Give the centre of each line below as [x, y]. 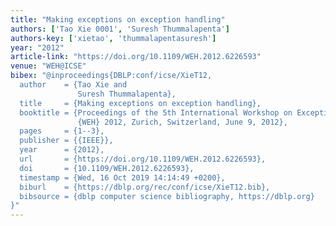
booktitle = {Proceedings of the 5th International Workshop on [156, 112]
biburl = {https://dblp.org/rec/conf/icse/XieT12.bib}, [145, 187]
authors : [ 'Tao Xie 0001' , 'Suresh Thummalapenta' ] [120, 29]
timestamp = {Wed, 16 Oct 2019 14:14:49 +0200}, [122, 177]
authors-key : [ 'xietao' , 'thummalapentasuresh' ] [113, 38]
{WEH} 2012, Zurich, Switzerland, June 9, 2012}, [182, 122]
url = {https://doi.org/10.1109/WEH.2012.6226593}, [143, 159]
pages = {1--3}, [62, 131]
